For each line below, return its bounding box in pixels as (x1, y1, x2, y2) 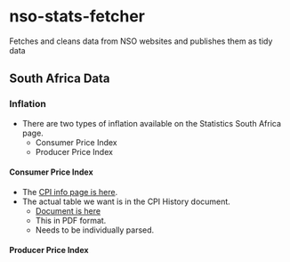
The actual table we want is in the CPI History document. (21, 196, 231, 207)
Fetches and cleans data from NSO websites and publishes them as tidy (9, 36, 273, 46)
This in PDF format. (35, 215, 107, 225)
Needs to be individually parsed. (35, 225, 155, 235)
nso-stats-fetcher (9, 6, 145, 27)
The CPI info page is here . (21, 186, 118, 197)
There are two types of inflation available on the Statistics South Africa (21, 118, 282, 128)
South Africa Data (9, 71, 110, 86)
